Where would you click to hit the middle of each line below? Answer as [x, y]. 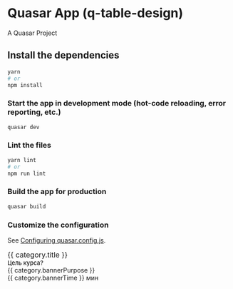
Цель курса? [26, 263]
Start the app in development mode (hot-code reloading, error [117, 103]
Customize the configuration [58, 225]
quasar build [27, 206]
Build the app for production [57, 192]
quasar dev [24, 127]
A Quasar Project [32, 33]
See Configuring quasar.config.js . [57, 240]
